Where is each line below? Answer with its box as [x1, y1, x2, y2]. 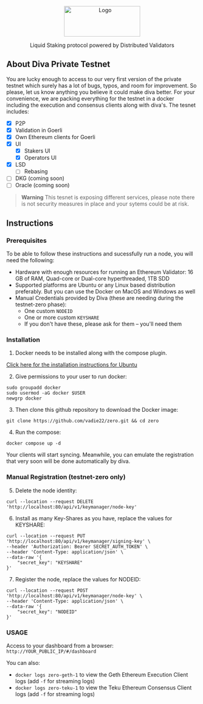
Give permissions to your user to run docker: [15, 373, 127, 380]
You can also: [6, 659, 41, 667]
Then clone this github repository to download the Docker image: [15, 406, 178, 414]
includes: [6, 107, 29, 115]
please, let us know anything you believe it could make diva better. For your [6, 88, 195, 96]
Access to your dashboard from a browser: [6, 642, 114, 650]
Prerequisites [6, 236, 47, 245]
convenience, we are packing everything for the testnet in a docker [6, 95, 174, 102]
